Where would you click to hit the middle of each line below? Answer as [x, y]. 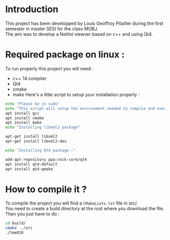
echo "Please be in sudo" [32, 104]
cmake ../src [19, 228]
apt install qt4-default [31, 164]
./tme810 [14, 233]
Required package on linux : [65, 55]
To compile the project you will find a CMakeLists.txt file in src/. [72, 203]
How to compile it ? [46, 189]
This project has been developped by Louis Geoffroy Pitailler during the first [84, 23]
